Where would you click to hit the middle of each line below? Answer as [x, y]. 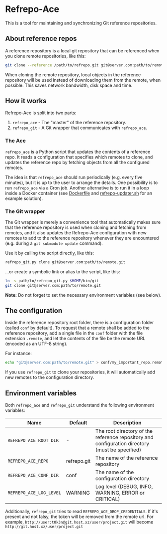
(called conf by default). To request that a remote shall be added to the [78, 328]
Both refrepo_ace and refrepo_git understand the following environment [80, 405]
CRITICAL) [108, 499]
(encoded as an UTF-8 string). [36, 344]
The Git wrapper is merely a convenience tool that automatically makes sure [83, 222]
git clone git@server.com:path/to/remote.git [53, 285]
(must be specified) [118, 450]
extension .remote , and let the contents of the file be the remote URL [75, 339]
